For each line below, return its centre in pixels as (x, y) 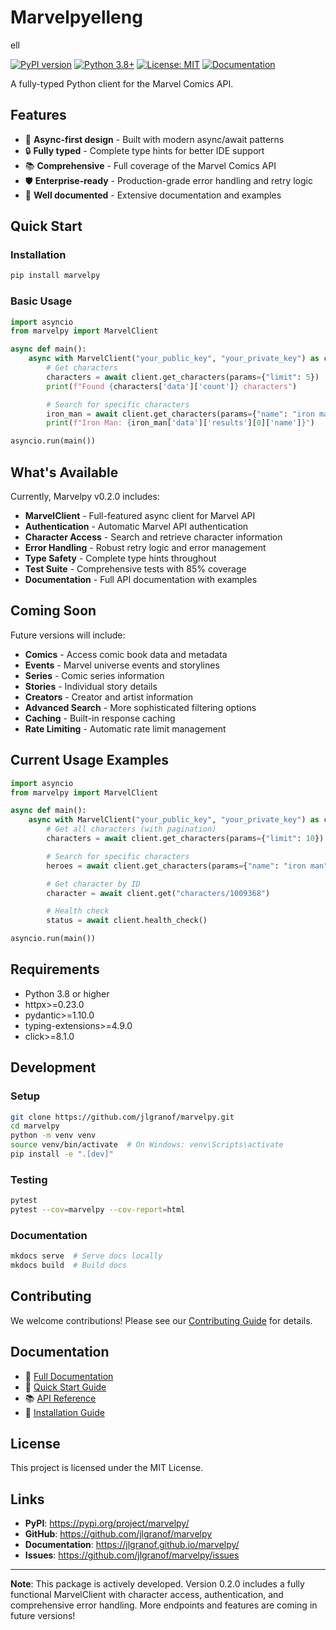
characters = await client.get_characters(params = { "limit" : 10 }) (185, 839)
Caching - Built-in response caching (100, 718)
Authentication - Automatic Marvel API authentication (136, 527)
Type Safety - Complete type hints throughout (120, 558)
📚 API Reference (60, 1398)
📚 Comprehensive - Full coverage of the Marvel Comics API (150, 165)
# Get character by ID (93, 884)
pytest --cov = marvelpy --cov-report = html (98, 1210)
